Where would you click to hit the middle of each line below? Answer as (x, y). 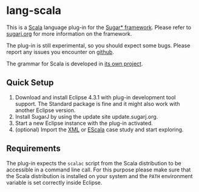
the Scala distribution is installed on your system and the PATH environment (99, 176)
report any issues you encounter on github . (60, 51)
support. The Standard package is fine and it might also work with (97, 104)
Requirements (33, 149)
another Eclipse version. (45, 110)
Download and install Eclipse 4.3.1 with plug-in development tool (95, 97)
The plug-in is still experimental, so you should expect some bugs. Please (98, 45)
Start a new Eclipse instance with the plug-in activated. (84, 123)
